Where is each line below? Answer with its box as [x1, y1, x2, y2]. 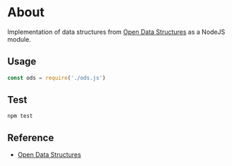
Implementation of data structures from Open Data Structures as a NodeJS [7, 28, 226, 36]
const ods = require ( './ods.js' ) [7, 74, 106, 81]
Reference [7, 131, 54, 143]
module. [7, 35, 32, 43]
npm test [7, 112, 33, 120]
